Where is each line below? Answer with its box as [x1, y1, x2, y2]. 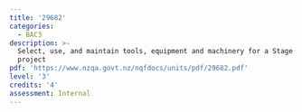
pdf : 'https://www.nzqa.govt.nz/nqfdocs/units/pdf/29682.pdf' [9, 64, 249, 73]
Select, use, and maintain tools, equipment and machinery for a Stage [17, 47, 294, 56]
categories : [9, 22, 54, 31]
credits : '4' [9, 80, 59, 89]
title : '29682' [9, 13, 67, 23]
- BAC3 [17, 30, 42, 39]
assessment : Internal [9, 89, 91, 98]
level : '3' [9, 72, 51, 81]
